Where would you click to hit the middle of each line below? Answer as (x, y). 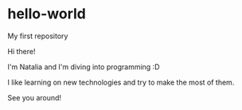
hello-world (47, 14)
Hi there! (21, 51)
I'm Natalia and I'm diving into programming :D (84, 67)
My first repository (38, 36)
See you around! (34, 97)
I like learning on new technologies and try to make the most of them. (121, 82)
